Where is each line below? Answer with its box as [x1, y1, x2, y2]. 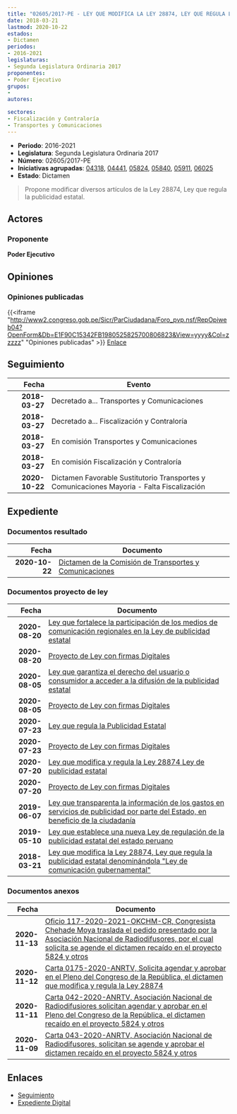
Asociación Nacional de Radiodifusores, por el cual [44, 934, 214, 944]
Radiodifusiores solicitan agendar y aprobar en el [44, 1002, 208, 1011]
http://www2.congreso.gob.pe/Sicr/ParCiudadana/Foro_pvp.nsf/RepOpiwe [10, 315, 227, 324]
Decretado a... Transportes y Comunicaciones [51, 395, 203, 405]
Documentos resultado [7, 527, 88, 537]
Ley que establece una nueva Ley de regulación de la [48, 827, 225, 837]
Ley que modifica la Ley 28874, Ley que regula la [48, 847, 213, 857]
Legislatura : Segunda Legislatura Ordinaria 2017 [17, 149, 159, 157]
